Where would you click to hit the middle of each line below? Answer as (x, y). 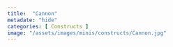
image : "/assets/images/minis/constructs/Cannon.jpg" (87, 33)
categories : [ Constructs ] (48, 26)
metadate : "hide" (32, 20)
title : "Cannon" (32, 13)
